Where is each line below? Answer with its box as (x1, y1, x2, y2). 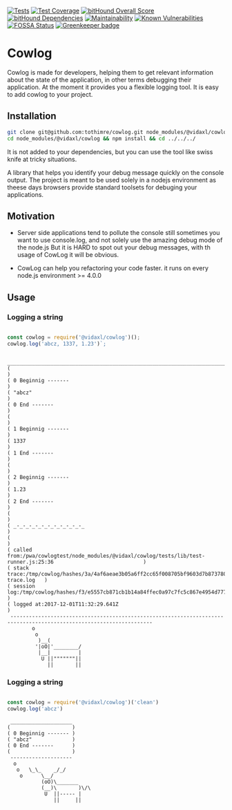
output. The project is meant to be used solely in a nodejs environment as (7, 176, 216, 184)
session (13, 583, 36, 590)
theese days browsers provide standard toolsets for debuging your (7, 183, 197, 191)
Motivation (7, 210, 55, 222)
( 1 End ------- (7, 449, 54, 456)
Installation (7, 111, 57, 122)
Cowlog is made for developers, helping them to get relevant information (7, 68, 214, 76)
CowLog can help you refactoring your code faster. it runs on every (17, 264, 209, 272)
